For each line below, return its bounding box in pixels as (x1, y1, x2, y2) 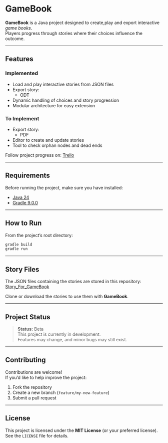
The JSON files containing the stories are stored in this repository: (5, 279, 141, 285)
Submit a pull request (12, 394, 56, 401)
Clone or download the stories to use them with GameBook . (5, 294, 128, 300)
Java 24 (12, 194, 29, 200)
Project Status (5, 313, 51, 321)
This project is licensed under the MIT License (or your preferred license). (5, 427, 158, 433)
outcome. (5, 36, 25, 42)
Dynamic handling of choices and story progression (12, 97, 119, 103)
